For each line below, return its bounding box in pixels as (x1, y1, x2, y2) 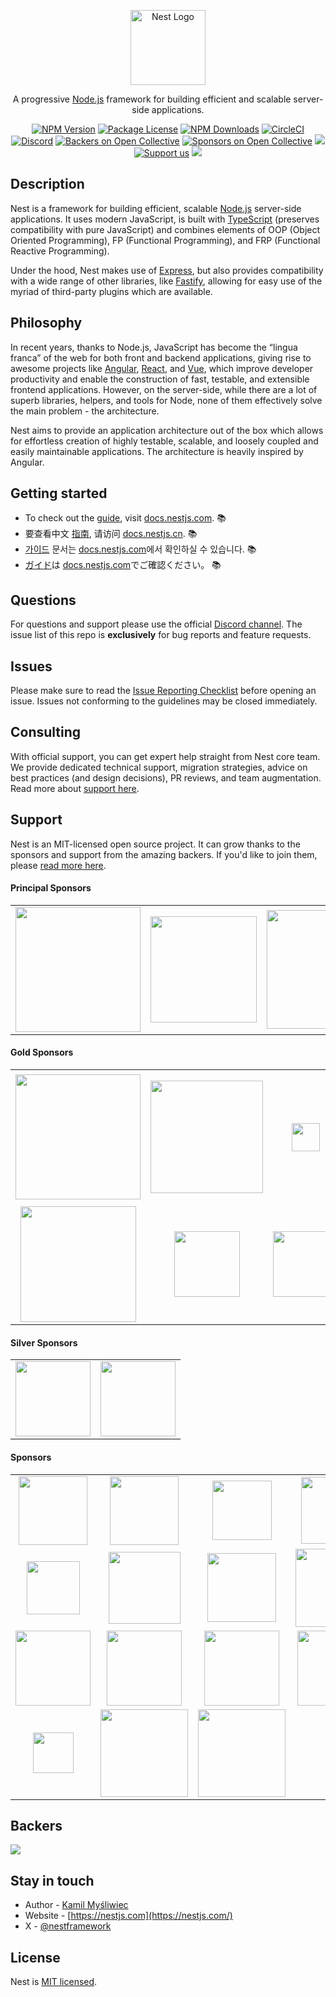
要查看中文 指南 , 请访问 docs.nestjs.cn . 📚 (24, 528, 198, 540)
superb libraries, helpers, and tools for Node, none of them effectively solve (10, 394, 323, 406)
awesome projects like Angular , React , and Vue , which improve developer (10, 362, 314, 374)
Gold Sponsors (10, 1046, 74, 1059)
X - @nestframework (24, 1920, 112, 1932)
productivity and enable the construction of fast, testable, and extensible (10, 373, 310, 385)
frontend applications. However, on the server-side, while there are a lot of (10, 383, 318, 395)
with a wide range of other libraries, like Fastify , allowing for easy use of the (10, 275, 323, 287)
